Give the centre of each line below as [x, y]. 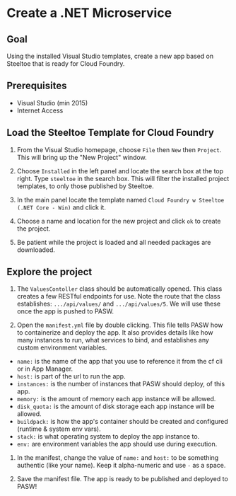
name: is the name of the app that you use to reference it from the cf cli [120, 362]
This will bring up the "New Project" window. [82, 157]
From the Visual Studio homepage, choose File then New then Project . [119, 149]
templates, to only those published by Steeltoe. [85, 186]
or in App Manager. [45, 369]
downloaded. [36, 250]
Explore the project [49, 272]
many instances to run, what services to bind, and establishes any [113, 340]
